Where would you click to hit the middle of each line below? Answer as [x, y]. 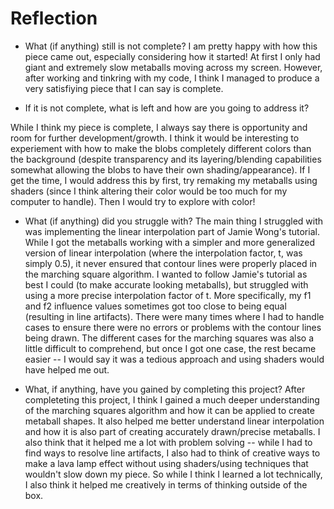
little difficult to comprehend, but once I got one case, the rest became [170, 348]
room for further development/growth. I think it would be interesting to [155, 138]
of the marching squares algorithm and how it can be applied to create [169, 410]
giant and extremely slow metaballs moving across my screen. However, [173, 67]
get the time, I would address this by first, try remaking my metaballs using [164, 180]
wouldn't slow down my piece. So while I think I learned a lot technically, [173, 474]
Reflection [54, 18]
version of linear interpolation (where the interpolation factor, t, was [163, 253]
